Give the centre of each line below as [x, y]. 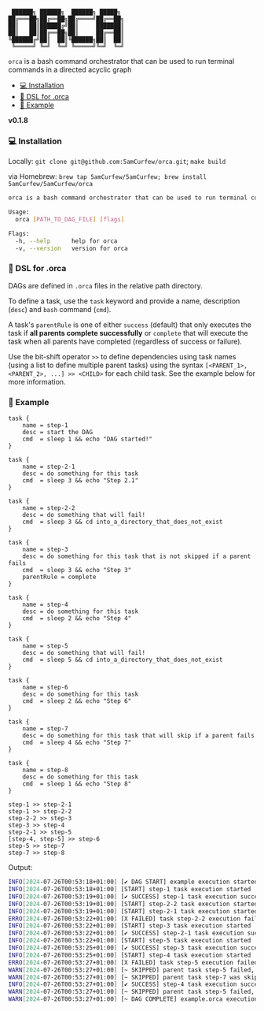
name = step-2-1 [49, 467]
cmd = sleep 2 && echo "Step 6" [77, 701]
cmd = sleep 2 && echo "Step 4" [77, 619]
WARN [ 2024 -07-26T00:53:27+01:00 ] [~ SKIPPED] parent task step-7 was [125, 977]
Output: [20, 868]
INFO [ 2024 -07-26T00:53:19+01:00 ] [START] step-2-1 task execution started [133, 911]
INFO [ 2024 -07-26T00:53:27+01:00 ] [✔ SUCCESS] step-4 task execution [123, 985]
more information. [37, 381]
